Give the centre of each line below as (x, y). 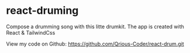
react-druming (42, 11)
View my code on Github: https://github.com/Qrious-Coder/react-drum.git (95, 44)
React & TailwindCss (31, 32)
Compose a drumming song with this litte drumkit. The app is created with (95, 26)
